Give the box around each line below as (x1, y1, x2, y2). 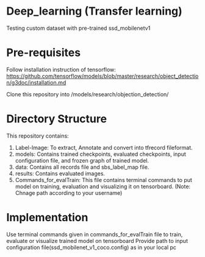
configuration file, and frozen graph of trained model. (15, 157, 149, 164)
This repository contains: (6, 132, 69, 139)
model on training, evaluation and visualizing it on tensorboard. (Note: (15, 183, 191, 190)
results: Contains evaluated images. (15, 169, 106, 177)
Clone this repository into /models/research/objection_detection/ (6, 90, 169, 98)
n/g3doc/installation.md (6, 79, 67, 86)
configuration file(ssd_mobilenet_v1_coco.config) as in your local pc (6, 244, 177, 251)
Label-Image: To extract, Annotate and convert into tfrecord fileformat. (15, 144, 193, 151)
